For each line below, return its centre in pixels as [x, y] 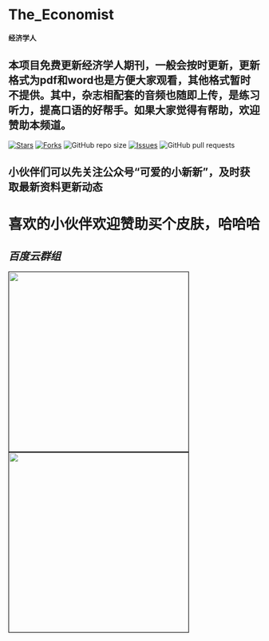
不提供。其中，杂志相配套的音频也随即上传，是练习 [134, 95]
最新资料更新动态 [61, 187]
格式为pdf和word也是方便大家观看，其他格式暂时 [130, 80]
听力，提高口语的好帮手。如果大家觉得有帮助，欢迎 [134, 111]
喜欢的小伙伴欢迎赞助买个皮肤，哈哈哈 [134, 224]
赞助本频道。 [40, 125]
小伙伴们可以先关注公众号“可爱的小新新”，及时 [124, 172]
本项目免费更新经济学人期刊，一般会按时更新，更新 [134, 65]
